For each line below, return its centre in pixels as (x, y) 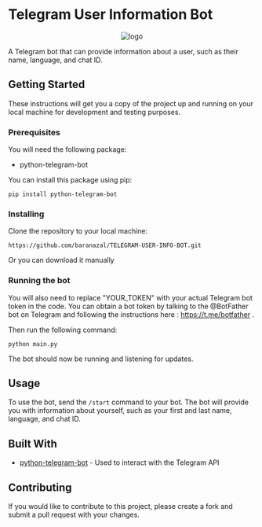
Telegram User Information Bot (111, 15)
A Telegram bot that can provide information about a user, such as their (124, 51)
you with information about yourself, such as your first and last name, (120, 411)
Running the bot (39, 281)
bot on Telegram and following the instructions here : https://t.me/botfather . (131, 314)
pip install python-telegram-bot (63, 194)
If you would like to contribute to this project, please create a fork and (120, 507)
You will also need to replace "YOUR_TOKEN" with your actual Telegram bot (131, 297)
